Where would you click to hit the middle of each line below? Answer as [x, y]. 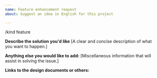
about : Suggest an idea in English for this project [59, 14]
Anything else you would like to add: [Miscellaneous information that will [78, 55]
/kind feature [18, 32]
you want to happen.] [26, 46]
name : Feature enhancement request [41, 9]
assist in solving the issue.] [32, 61]
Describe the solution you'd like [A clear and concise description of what [78, 41]
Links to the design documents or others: [47, 70]
